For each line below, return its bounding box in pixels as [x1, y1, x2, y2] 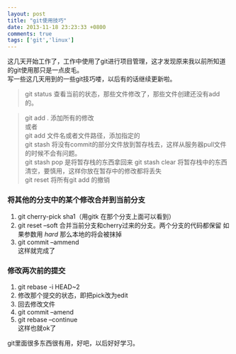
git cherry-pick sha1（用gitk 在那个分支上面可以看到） [17, 212, 175, 221]
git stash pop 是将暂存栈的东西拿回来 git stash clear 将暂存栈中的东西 [24, 158, 227, 166]
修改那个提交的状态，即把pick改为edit [17, 291, 129, 299]
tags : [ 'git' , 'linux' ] [7, 37, 74, 44]
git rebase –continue [17, 315, 78, 324]
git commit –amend [17, 307, 74, 316]
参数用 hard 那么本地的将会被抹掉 [23, 230, 123, 239]
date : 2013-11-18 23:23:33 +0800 [7, 23, 106, 30]
